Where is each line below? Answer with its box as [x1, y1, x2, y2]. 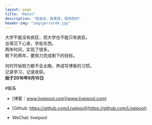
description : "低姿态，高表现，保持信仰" [5, 16, 81, 21]
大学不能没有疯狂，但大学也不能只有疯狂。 [5, 34, 90, 40]
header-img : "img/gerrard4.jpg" [5, 20, 70, 26]
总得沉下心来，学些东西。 [5, 41, 56, 47]
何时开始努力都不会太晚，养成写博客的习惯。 [5, 63, 94, 69]
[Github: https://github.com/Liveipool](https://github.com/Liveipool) [12, 105, 147, 111]
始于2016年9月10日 [5, 75, 44, 81]
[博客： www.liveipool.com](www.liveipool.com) [12, 95, 107, 102]
